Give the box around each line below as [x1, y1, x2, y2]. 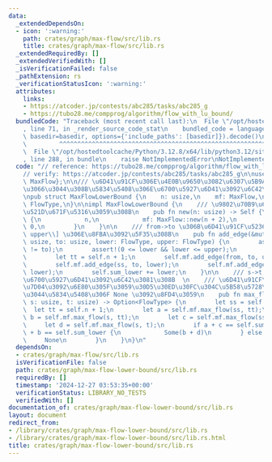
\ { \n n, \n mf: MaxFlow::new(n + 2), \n [23, 216, 237, 224]
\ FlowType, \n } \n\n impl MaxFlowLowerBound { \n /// [23, 200, 208, 208]
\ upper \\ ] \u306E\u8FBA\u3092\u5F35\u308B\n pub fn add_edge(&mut [23, 230, 266, 239]
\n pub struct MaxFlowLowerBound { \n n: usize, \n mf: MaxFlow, [23, 192, 259, 201]
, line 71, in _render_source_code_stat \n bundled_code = [23, 125, 233, 133]
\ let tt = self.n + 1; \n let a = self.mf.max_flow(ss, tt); [23, 306, 263, 314]
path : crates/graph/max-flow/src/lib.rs [23, 34, 161, 43]
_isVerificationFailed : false [15, 65, 117, 73]
